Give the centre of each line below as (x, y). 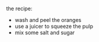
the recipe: (19, 9)
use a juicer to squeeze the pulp (54, 26)
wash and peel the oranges (48, 20)
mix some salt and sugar (45, 33)
